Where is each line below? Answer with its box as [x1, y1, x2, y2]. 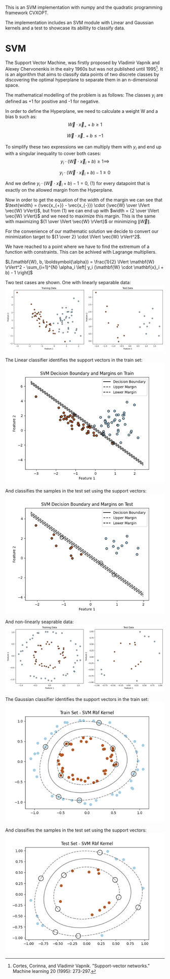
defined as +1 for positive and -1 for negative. [5, 99, 100, 105]
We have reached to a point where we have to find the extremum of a [5, 243, 150, 250]
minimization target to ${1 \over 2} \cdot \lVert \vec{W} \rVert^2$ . [5, 234, 142, 240]
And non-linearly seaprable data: [5, 619, 74, 625]
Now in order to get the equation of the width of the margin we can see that [5, 197, 163, 203]
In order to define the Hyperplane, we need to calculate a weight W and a [5, 108, 158, 114]
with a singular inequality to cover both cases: [5, 150, 101, 157]
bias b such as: [5, 114, 37, 120]
